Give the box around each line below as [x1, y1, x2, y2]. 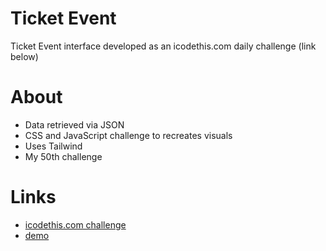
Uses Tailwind [24, 140, 83, 152]
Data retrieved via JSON [24, 118, 125, 131]
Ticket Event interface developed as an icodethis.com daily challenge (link [10, 40, 317, 52]
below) [10, 50, 39, 62]
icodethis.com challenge [24, 218, 127, 231]
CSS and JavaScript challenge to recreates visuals [24, 129, 233, 141]
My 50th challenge [24, 150, 103, 162]
